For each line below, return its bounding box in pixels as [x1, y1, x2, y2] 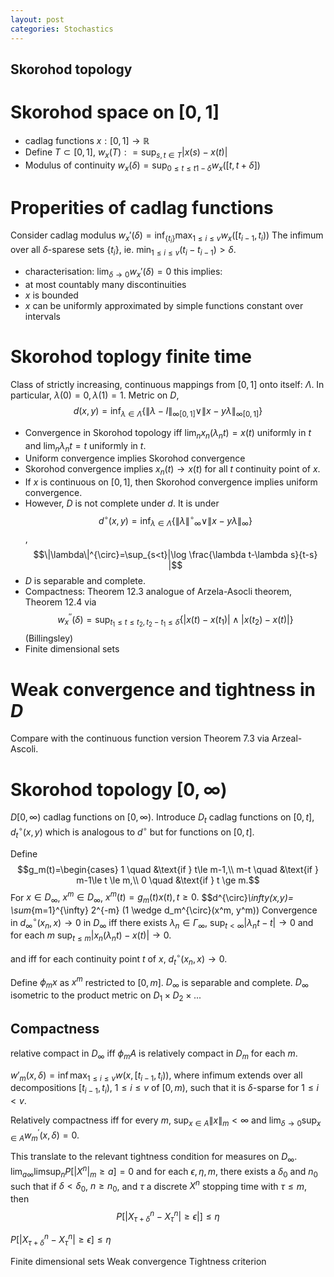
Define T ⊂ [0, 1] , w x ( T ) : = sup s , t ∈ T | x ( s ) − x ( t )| [24, 146, 228, 160]
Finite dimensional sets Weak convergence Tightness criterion [10, 1256, 267, 1268]
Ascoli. [10, 743, 39, 755]
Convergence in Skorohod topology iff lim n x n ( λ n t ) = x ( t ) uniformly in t [24, 426, 312, 441]
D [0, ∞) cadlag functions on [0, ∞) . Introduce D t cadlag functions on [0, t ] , [10, 811, 315, 826]
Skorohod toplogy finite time [10, 346, 252, 368]
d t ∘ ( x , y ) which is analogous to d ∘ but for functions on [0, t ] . [10, 824, 255, 840]
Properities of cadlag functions [10, 196, 274, 219]
